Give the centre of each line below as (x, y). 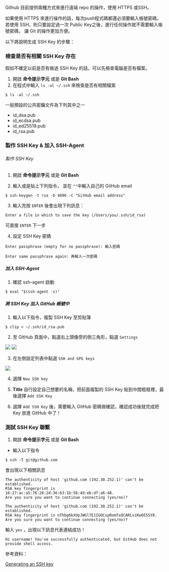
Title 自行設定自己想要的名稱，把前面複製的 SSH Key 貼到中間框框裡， (86, 390)
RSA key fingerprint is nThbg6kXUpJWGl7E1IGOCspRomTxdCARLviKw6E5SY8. (81, 515)
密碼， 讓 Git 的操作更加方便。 (41, 31)
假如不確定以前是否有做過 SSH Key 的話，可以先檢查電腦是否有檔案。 (78, 68)
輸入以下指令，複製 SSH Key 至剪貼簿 (52, 317)
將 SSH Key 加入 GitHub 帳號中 (37, 303)
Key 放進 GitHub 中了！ (37, 413)
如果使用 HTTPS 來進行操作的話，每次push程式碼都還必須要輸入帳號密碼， (83, 18)
